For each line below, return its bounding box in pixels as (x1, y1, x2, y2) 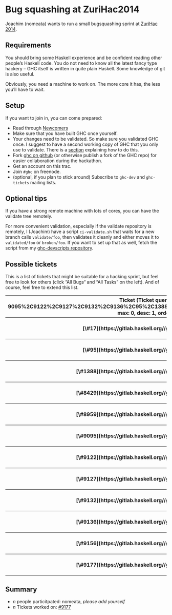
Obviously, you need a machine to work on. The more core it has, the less (5, 81, 160, 87)
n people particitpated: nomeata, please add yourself (12, 599, 125, 604)
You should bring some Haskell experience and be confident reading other (5, 54, 162, 61)
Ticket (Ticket (119, 297, 155, 304)
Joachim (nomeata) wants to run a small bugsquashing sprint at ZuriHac (5, 21, 158, 27)
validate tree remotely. (5, 213, 53, 219)
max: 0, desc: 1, (117, 310, 157, 317)
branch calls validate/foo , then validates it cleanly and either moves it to (5, 234, 159, 240)
